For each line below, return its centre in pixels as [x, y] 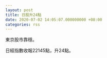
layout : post [19, 10]
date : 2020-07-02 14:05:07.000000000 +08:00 [54, 20]
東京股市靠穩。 [21, 40]
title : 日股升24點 [24, 15]
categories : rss [23, 24]
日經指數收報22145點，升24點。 [39, 51]
